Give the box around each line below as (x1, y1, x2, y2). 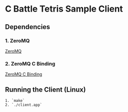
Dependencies (5, 23, 50, 31)
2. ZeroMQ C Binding (5, 60, 55, 67)
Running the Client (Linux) (5, 85, 86, 94)
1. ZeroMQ (5, 37, 30, 44)
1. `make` (5, 98, 25, 103)
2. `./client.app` (5, 102, 42, 107)
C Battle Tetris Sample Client (5, 3, 123, 15)
